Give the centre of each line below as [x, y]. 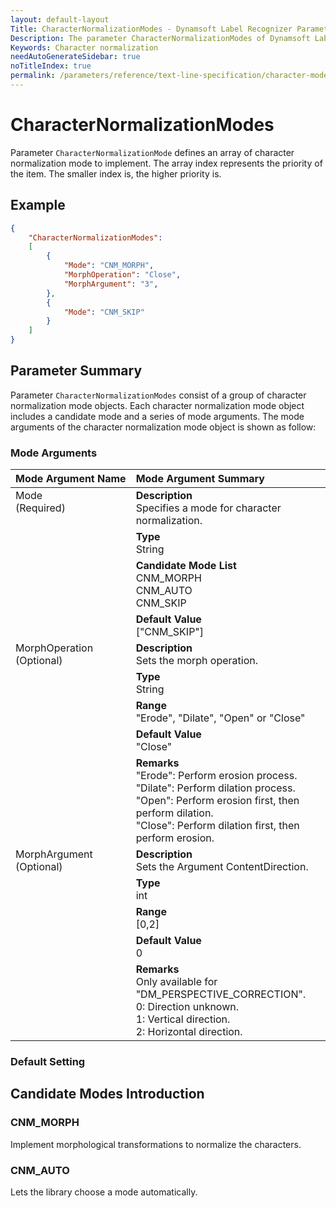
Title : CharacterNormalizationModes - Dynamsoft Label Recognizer [151, 29]
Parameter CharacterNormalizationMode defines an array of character [152, 152]
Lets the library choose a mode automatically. [104, 1192]
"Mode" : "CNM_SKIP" [104, 312]
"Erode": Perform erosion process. [216, 776]
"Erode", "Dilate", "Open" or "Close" [220, 718]
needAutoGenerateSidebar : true [75, 57]
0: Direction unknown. [187, 1007]
